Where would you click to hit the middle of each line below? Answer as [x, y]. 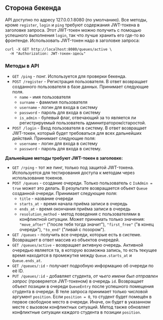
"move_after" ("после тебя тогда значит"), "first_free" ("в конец [87, 224]
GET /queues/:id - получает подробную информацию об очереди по [83, 266]
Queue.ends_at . [27, 261]
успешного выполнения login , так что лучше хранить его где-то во [75, 35]
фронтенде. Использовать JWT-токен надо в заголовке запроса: [72, 40]
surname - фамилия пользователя [53, 102]
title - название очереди [46, 198]
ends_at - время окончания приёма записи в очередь [75, 209]
